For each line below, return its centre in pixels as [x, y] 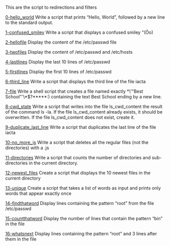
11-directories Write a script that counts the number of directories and [78, 157]
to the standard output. [29, 23]
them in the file [21, 239]
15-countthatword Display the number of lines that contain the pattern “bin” [84, 218]
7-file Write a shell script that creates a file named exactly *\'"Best [74, 91]
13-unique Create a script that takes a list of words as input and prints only [83, 188]
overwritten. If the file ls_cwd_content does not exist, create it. [70, 117]
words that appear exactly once [39, 193]
